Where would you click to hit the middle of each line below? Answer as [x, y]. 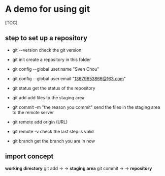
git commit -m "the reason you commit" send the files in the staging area [86, 107]
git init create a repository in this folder [51, 59]
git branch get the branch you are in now [53, 141]
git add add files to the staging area [48, 97]
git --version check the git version [47, 50]
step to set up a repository [46, 38]
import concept [29, 157]
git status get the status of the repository [54, 88]
